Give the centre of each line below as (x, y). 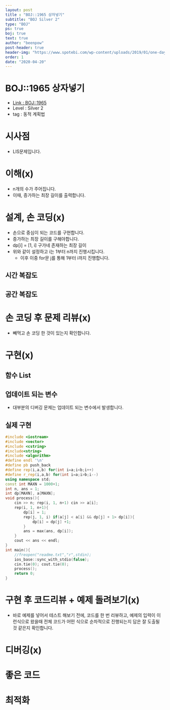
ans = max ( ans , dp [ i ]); (48, 531)
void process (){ (22, 498)
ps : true (14, 29)
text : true (17, 39)
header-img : (18, 52)
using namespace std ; (28, 479)
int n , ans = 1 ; (22, 489)
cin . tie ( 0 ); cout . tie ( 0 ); (42, 564)
